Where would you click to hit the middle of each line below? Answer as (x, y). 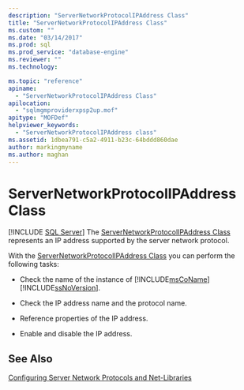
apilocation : (30, 103)
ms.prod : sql (30, 45)
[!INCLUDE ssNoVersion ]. (60, 288)
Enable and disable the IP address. (76, 334)
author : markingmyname (45, 147)
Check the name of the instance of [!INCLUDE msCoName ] (115, 279)
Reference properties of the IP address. (84, 319)
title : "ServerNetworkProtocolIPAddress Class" (88, 23)
